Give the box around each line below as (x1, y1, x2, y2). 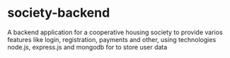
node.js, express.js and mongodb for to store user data (7, 43, 168, 51)
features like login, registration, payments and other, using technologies (7, 35, 217, 43)
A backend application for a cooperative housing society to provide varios (7, 28, 223, 36)
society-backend (7, 5, 110, 21)
